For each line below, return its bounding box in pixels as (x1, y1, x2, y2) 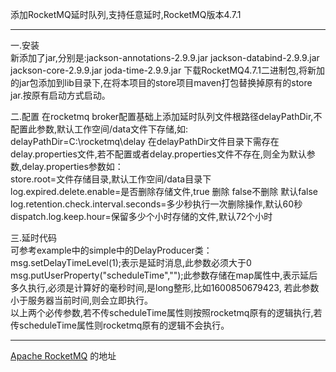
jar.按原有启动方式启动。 (10, 89, 111, 101)
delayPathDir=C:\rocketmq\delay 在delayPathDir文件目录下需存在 (10, 136, 280, 147)
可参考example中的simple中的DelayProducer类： (10, 244, 213, 256)
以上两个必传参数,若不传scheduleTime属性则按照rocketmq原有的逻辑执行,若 (10, 307, 323, 318)
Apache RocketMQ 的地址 (10, 350, 117, 362)
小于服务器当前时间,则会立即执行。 (10, 294, 154, 306)
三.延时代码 (10, 232, 58, 243)
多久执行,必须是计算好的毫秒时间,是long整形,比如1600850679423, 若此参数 (10, 282, 320, 293)
